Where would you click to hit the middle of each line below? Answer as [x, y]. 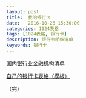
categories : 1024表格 [33, 29]
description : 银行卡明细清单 [40, 40]
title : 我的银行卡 [28, 17]
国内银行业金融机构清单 [35, 63]
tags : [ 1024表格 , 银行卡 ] [37, 34]
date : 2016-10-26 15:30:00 [43, 23]
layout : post [23, 12]
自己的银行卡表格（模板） [38, 76]
